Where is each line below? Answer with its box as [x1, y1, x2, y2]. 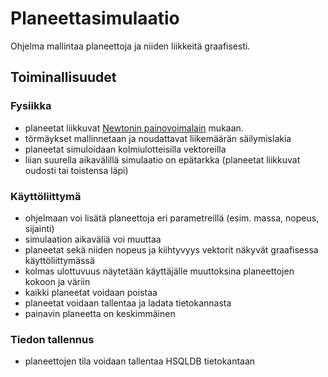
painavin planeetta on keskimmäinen [24, 307, 176, 319]
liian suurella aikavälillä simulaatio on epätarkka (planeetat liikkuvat [24, 153, 301, 166]
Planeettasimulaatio [10, 7, 180, 30]
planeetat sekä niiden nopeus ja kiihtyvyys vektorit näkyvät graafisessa [24, 243, 319, 256]
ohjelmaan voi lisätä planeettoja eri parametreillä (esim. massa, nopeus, [24, 212, 320, 224]
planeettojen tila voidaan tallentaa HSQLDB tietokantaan [24, 355, 256, 367]
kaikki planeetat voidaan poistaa [24, 286, 158, 298]
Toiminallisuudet [10, 69, 117, 86]
